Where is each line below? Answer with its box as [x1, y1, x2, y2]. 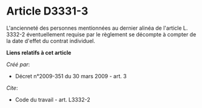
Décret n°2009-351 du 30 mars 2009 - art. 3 [15, 72, 127, 79]
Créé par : [6, 61, 30, 68]
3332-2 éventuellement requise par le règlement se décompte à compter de [6, 30, 197, 38]
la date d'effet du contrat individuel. [6, 37, 95, 44]
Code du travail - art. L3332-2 [15, 96, 90, 103]
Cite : [6, 84, 18, 92]
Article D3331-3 [6, 4, 89, 18]
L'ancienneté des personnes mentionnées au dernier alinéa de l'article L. [6, 24, 188, 32]
